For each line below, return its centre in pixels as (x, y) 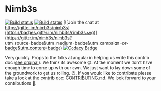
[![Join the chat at (81, 22)
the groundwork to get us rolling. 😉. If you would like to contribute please (78, 73)
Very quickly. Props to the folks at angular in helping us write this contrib (77, 57)
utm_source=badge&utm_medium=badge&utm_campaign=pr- (67, 43)
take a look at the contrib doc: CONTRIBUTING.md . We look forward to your (80, 78)
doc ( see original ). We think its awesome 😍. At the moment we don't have (79, 62)
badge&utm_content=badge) (34, 48)
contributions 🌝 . (21, 83)
